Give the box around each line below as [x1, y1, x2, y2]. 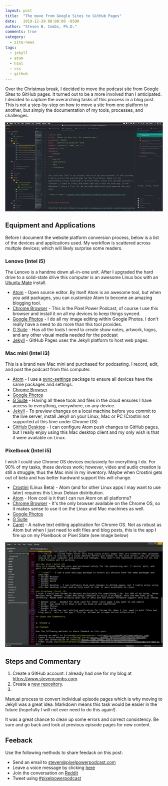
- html [9, 61, 23, 66]
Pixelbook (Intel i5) [5, 447, 51, 454]
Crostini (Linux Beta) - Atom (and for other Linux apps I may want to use [12, 484, 161, 490]
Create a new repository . [12, 681, 63, 687]
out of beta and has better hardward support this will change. [5, 474, 131, 480]
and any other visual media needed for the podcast [12, 332, 118, 338]
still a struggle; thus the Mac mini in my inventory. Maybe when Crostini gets [5, 469, 162, 475]
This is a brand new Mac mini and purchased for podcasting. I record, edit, [5, 361, 159, 367]
